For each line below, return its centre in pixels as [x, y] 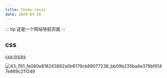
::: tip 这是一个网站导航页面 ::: [35, 29]
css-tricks [15, 57]
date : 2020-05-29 [23, 14]
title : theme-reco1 [25, 10]
